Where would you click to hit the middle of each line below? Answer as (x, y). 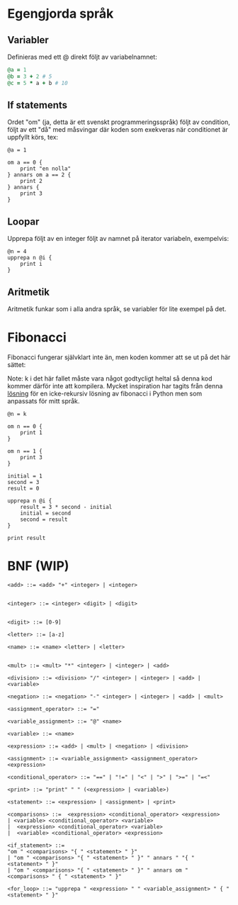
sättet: (17, 365)
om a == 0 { (25, 163)
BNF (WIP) (38, 566)
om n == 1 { (25, 451)
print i (31, 264)
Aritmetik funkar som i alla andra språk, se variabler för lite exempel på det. (117, 309)
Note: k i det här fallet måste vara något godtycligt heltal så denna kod (110, 378)
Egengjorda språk (61, 14)
